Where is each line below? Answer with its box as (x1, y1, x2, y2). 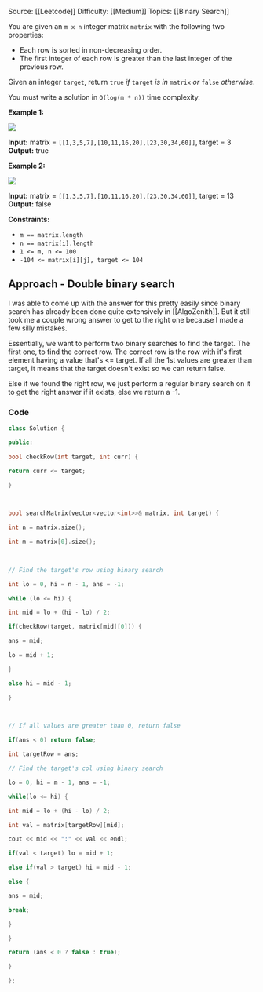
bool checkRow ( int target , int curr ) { (8, 453, 139, 461)
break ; (8, 906, 30, 914)
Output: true (8, 146, 49, 155)
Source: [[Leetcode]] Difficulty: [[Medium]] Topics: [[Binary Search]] (8, 7, 230, 16)
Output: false (8, 199, 52, 209)
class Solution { (8, 425, 65, 432)
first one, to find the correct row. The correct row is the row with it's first (8, 347, 242, 356)
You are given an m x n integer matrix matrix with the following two (8, 22, 225, 31)
